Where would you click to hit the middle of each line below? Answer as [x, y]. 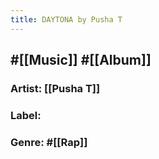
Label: [26, 115]
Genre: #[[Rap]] [49, 142]
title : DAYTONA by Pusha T [66, 19]
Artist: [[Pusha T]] [55, 88]
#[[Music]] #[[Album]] [81, 60]
